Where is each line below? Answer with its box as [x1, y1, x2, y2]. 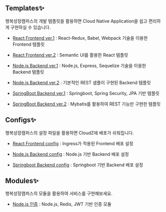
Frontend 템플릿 [12, 41, 45, 47]
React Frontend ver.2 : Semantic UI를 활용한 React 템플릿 [12, 52, 129, 58]
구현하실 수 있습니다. [10, 24, 51, 30]
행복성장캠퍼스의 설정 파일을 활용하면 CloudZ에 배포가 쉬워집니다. [5, 130, 134, 136]
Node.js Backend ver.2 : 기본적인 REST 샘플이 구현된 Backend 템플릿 [12, 79, 151, 85]
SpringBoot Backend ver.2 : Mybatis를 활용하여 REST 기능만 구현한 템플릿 [12, 100, 161, 107]
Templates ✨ [5, 4, 45, 13]
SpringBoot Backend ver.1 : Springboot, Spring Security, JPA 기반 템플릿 [12, 90, 159, 96]
